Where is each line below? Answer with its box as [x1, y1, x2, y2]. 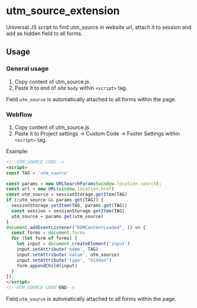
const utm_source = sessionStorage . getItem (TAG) [6, 191, 128, 198]
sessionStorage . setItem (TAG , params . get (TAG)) [11, 203, 128, 208]
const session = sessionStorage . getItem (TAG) [11, 208, 125, 214]
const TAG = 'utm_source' [6, 170, 69, 176]
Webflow [6, 110, 32, 118]
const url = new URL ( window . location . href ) [6, 186, 115, 192]
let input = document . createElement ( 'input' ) [16, 241, 131, 247]
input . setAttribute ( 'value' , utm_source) [16, 251, 119, 257]
